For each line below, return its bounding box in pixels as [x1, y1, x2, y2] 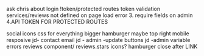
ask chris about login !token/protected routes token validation [6, 5, 161, 12]
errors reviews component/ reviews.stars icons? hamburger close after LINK [6, 43, 198, 50]
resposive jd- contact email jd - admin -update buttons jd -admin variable [6, 37, 191, 43]
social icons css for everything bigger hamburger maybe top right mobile [6, 30, 190, 37]
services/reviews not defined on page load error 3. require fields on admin [6, 12, 193, 19]
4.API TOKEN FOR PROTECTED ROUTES [6, 18, 108, 25]
